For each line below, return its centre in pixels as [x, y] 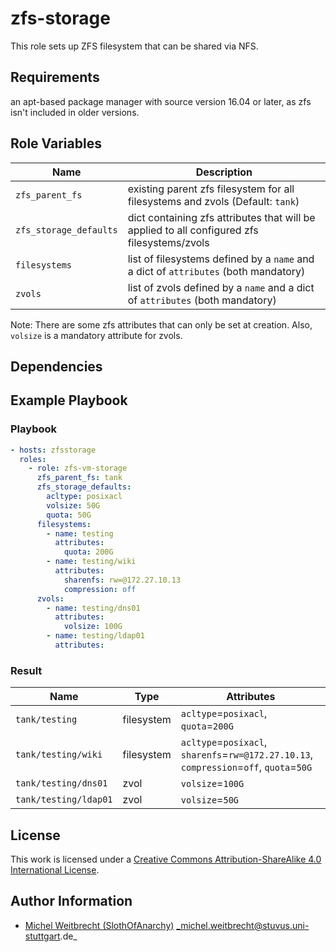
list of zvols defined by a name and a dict [221, 287]
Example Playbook [69, 400]
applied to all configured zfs [193, 230]
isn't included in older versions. [75, 112]
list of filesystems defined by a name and [221, 259]
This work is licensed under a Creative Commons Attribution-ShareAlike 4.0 [166, 859]
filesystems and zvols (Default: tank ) [213, 201]
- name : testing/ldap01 [95, 636]
